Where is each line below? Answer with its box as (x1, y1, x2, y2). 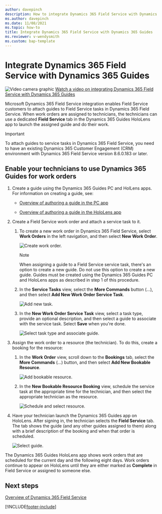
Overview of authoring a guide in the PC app (19, 200, 109, 206)
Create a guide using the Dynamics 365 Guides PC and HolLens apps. (12, 185, 152, 191)
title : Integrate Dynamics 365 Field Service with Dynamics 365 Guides (5, 30, 153, 35)
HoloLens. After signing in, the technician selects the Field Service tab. (12, 418, 155, 424)
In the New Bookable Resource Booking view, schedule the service (19, 383, 155, 389)
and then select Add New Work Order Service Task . (19, 291, 125, 297)
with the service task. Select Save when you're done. (19, 320, 126, 326)
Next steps (5, 481, 39, 490)
